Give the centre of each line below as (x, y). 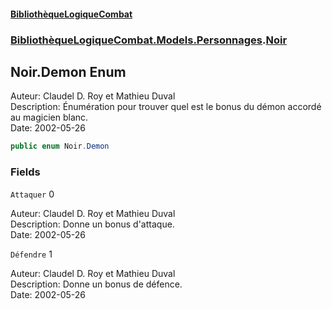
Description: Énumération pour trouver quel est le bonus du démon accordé (166, 107)
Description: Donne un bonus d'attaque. (92, 224)
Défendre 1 (31, 254)
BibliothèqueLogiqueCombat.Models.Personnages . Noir (149, 40)
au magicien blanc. (49, 117)
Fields (25, 172)
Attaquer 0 (32, 194)
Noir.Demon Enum (68, 71)
